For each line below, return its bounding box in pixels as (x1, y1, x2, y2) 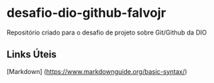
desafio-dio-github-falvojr (6, 5, 167, 21)
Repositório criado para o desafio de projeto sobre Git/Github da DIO (6, 28, 207, 37)
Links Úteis (6, 49, 57, 60)
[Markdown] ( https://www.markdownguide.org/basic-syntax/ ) (6, 67, 188, 75)
